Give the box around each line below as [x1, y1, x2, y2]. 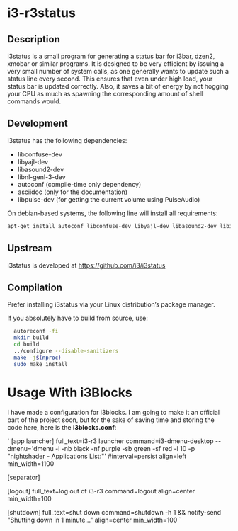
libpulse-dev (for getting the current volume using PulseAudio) [17, 195, 200, 203]
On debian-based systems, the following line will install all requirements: [7, 209, 218, 217]
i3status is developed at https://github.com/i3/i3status [7, 261, 166, 270]
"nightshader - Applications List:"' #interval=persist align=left [7, 452, 187, 460]
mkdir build [13, 334, 50, 341]
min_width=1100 [7, 459, 55, 468]
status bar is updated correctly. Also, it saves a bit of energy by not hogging [7, 82, 229, 90]
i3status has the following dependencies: [7, 136, 127, 144]
